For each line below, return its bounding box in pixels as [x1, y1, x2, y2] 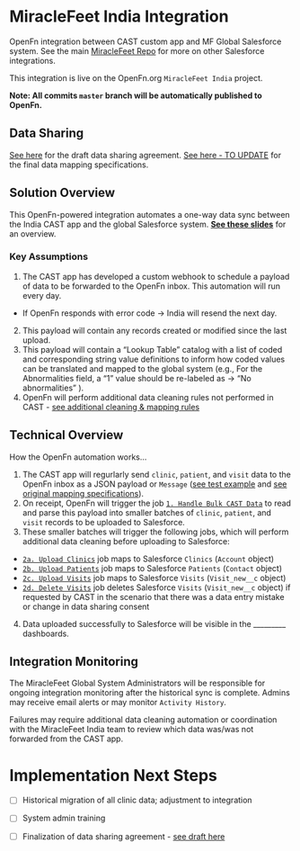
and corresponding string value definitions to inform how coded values [22, 354, 286, 364]
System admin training [22, 812, 106, 824]
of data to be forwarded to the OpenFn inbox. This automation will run [22, 281, 281, 291]
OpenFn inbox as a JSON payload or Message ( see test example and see [22, 479, 287, 489]
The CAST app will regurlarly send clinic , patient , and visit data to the [22, 469, 292, 479]
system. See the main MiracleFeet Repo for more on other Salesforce [9, 45, 265, 56]
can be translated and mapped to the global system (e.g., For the [22, 363, 263, 374]
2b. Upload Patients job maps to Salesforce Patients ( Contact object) [22, 562, 283, 573]
